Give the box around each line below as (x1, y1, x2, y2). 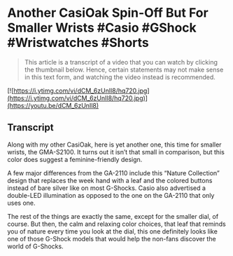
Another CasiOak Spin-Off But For (7, 5, 209, 21)
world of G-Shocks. (7, 242, 64, 250)
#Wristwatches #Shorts (7, 35, 149, 50)
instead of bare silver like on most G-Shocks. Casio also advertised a (7, 184, 206, 192)
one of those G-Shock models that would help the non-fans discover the (7, 234, 216, 243)
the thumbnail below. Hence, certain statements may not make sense (24, 65, 224, 74)
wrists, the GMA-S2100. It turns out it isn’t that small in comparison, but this (7, 147, 225, 156)
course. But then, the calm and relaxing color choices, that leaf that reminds (7, 220, 226, 228)
